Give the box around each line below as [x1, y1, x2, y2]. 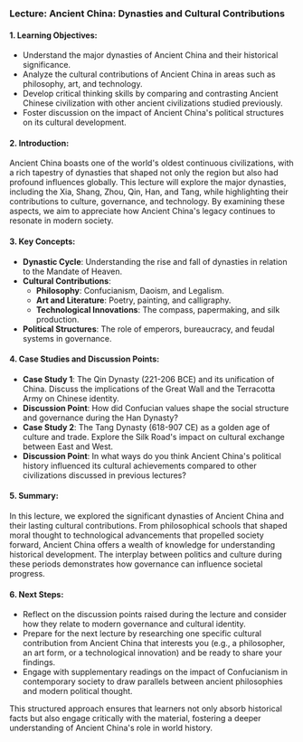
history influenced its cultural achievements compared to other [22, 460, 257, 471]
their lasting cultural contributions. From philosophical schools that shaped [9, 520, 288, 531]
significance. [22, 60, 71, 70]
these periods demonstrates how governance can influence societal [9, 559, 263, 569]
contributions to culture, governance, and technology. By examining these [9, 196, 285, 207]
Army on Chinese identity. [22, 392, 119, 404]
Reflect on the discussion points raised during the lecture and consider [22, 609, 288, 620]
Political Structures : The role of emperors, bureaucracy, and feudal [22, 324, 275, 334]
